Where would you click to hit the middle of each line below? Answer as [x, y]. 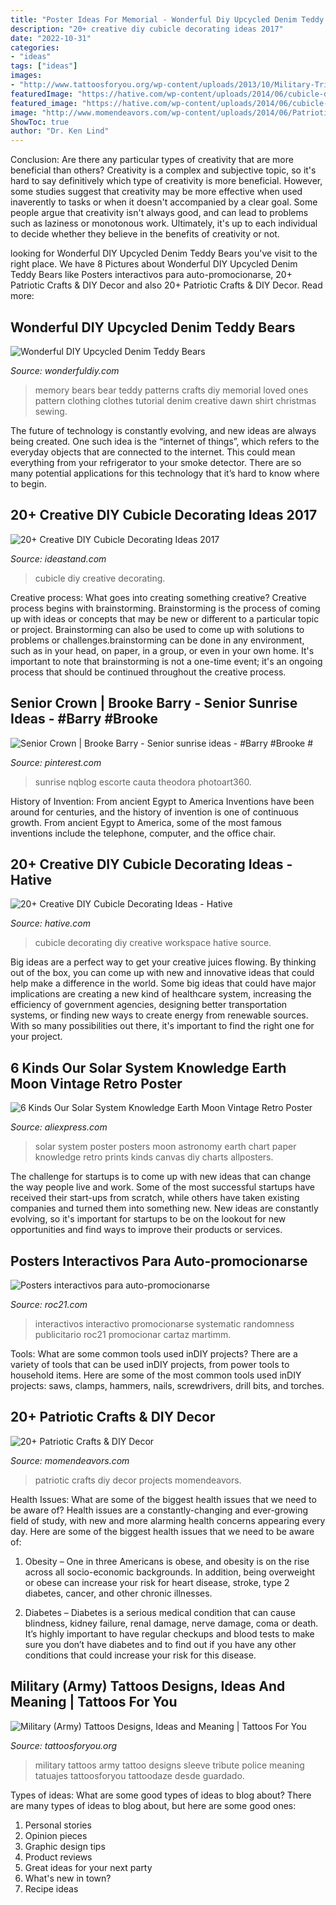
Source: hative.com [50, 923]
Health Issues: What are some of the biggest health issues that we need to [163, 1499]
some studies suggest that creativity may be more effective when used [156, 192]
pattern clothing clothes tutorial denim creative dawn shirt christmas [175, 400]
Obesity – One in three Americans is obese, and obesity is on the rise [167, 1561]
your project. [36, 1037]
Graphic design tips [65, 1846]
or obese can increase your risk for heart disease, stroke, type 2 [157, 1582]
